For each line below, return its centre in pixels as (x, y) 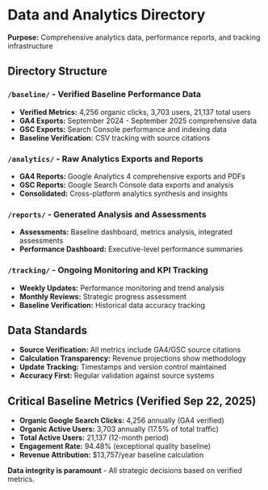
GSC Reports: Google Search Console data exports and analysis (126, 184)
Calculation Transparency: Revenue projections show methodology (133, 358)
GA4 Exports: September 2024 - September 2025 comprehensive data (138, 120)
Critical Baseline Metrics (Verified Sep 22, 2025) (132, 401)
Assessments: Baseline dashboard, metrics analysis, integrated (126, 232)
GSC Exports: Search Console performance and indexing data (123, 129)
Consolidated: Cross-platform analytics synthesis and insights (124, 193)
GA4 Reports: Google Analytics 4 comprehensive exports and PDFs (132, 176)
